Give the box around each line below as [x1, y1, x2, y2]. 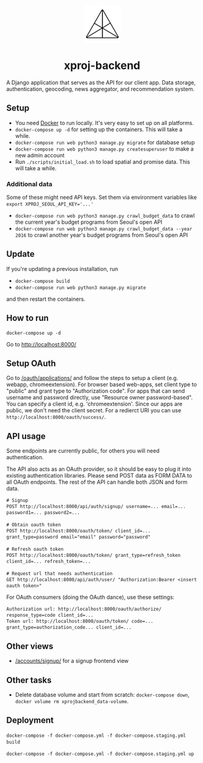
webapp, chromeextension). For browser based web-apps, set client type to [6, 381, 198, 389]
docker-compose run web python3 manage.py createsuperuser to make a [15, 145, 194, 152]
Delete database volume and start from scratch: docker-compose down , [15, 691, 190, 698]
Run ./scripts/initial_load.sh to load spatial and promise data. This [15, 158, 190, 165]
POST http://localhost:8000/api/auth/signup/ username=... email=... [6, 504, 187, 510]
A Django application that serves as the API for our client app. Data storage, [6, 79, 196, 86]
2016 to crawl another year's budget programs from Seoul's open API [15, 231, 188, 239]
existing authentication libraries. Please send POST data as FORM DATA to [6, 472, 193, 479]
